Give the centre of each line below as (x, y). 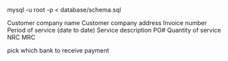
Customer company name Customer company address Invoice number (107, 23)
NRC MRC (21, 37)
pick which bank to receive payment (58, 50)
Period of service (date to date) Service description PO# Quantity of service (114, 30)
